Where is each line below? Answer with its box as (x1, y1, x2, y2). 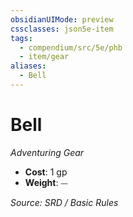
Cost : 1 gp (24, 166, 68, 178)
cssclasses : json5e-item (10, 24, 114, 34)
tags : (10, 33, 33, 43)
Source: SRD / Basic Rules (10, 196, 119, 208)
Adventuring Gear (10, 146, 85, 158)
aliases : (10, 61, 47, 71)
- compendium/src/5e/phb (19, 42, 123, 53)
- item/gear (19, 52, 70, 62)
